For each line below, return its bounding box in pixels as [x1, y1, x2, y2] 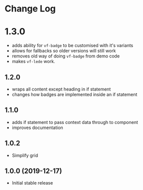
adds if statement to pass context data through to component [11, 119, 138, 125]
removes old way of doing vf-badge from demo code [11, 53, 120, 59]
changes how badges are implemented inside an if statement [11, 91, 138, 97]
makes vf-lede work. [11, 58, 55, 64]
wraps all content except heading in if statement [11, 86, 111, 92]
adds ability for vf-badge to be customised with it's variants [11, 42, 134, 48]
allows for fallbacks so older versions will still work [11, 48, 116, 54]
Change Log [4, 3, 56, 14]
